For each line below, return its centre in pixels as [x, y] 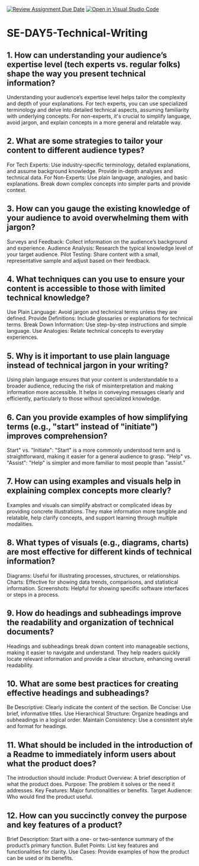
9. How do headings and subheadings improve [94, 613]
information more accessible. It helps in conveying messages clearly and [96, 392]
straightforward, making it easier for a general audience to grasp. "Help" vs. [99, 456]
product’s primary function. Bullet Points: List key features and [83, 845]
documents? [31, 632]
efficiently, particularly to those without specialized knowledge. [84, 399]
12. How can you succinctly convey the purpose [97, 815]
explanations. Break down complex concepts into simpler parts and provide [99, 184]
